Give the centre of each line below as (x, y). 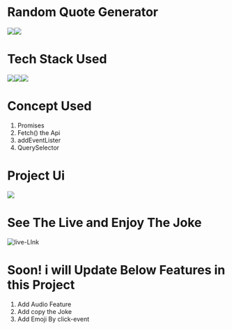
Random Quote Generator (83, 12)
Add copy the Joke (44, 311)
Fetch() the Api (39, 132)
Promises (31, 125)
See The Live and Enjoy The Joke (105, 222)
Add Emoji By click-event (53, 319)
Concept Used (49, 106)
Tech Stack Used (57, 59)
